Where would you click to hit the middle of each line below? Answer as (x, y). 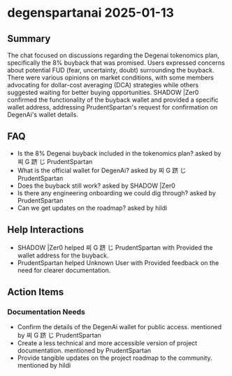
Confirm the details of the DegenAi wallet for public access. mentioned (119, 327)
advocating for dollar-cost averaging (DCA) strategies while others (103, 85)
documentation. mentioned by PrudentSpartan (84, 351)
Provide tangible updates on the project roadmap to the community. (115, 358)
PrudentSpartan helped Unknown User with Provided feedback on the (118, 262)
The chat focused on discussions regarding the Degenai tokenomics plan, (113, 55)
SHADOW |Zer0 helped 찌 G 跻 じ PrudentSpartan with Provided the (115, 247)
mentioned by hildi (44, 366)
